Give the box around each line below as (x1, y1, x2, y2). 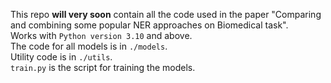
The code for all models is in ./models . (10, 40, 168, 52)
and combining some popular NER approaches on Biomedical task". (10, 19, 289, 31)
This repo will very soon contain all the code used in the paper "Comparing (10, 9, 322, 20)
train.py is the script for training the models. (10, 62, 196, 73)
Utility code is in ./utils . (10, 51, 113, 63)
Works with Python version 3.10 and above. (10, 30, 193, 41)
